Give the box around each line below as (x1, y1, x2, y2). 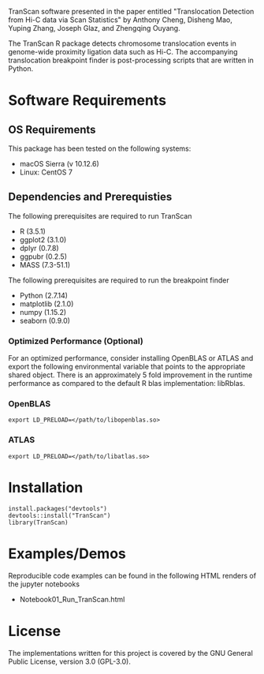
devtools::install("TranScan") (8, 511, 111, 519)
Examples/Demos (8, 545, 126, 563)
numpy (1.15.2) (19, 307, 67, 316)
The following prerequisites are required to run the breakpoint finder (8, 275, 230, 285)
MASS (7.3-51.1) (19, 260, 71, 269)
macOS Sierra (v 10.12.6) (19, 159, 100, 168)
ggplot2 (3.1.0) (19, 234, 67, 244)
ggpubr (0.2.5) (19, 252, 68, 261)
